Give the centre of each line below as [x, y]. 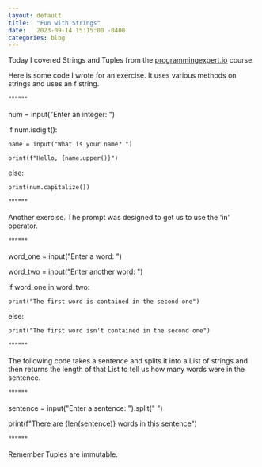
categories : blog [37, 38]
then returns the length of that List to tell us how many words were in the [127, 370]
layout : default [35, 15]
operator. [23, 226]
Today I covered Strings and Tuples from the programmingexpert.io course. [131, 60]
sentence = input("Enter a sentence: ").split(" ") [86, 408]
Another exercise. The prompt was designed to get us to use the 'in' [119, 218]
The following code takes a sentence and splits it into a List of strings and [128, 361]
